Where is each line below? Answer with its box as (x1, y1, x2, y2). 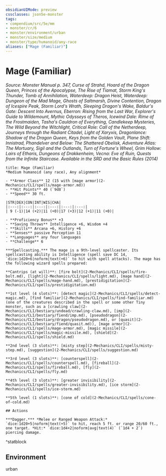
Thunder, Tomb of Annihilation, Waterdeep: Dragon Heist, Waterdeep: (5, 92, 148, 98)
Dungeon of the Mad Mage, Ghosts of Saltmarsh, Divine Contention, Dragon (5, 98, 162, 104)
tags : (5, 16, 17, 21)
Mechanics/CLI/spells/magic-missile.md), (5, 330, 92, 335)
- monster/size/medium (5, 35, 52, 40)
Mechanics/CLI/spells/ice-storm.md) (5, 386, 81, 392)
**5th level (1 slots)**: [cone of (5, 395, 79, 400)
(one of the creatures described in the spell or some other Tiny (5, 299, 145, 305)
